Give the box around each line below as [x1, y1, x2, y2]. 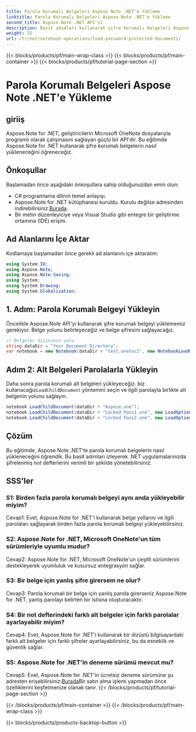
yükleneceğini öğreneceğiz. [6, 149, 73, 155]
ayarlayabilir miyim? [6, 618, 65, 626]
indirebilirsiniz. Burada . [14, 204, 68, 211]
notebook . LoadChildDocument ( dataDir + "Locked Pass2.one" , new [6, 415, 163, 420]
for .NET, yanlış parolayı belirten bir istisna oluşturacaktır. [6, 596, 143, 603]
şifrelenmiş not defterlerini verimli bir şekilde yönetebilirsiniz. [6, 459, 152, 466]
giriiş [6, 114, 25, 124]
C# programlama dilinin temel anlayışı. [14, 192, 107, 199]
